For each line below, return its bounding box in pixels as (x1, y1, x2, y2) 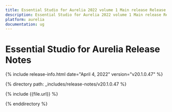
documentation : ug (5, 21, 45, 27)
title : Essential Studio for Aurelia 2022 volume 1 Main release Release (5, 7, 166, 13)
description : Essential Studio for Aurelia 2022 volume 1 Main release (5, 12, 161, 17)
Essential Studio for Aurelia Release (5, 44, 160, 55)
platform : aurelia (5, 17, 45, 22)
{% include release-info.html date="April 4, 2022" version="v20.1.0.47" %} (5, 71, 163, 77)
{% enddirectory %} (5, 101, 48, 107)
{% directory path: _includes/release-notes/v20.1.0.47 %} (5, 81, 127, 87)
